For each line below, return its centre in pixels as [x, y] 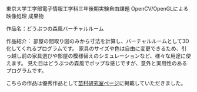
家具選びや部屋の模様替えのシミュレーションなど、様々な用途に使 [111, 56]
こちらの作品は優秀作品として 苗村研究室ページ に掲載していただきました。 [96, 83]
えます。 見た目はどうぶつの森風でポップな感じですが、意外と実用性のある [97, 63]
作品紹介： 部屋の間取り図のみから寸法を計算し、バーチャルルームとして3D [98, 41]
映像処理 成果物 [25, 16]
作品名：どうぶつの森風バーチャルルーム [55, 29]
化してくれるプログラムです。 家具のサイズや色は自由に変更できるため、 [94, 48]
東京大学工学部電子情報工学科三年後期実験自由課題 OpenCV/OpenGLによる [97, 9]
